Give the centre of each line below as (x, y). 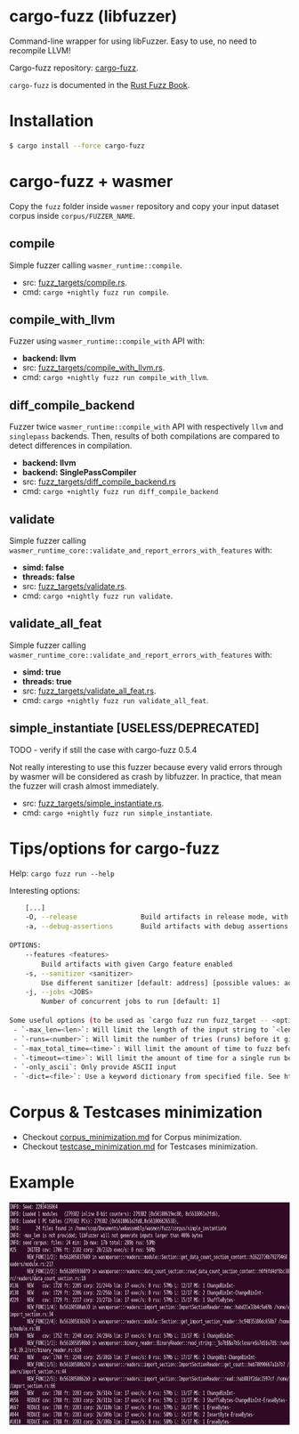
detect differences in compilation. (71, 446)
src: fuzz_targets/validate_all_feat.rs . (89, 691)
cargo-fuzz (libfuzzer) (93, 16)
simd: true (41, 672)
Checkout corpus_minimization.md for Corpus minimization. (132, 1138)
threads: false (48, 577)
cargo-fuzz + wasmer (91, 181)
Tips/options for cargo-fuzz (115, 848)
